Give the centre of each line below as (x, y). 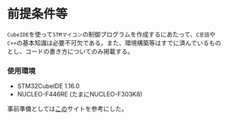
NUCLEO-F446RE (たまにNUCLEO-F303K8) (80, 94)
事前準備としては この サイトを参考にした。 (68, 109)
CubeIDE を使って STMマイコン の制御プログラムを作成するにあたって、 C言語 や (111, 34)
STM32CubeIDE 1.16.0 (48, 86)
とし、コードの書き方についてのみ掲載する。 (71, 51)
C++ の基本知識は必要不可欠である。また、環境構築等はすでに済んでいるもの (114, 42)
